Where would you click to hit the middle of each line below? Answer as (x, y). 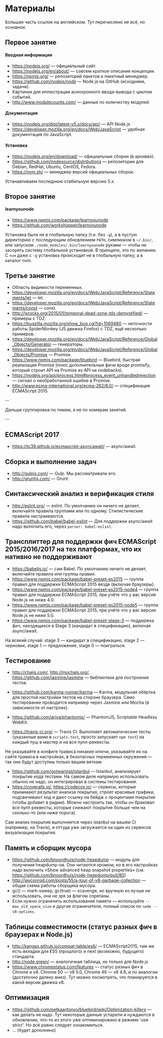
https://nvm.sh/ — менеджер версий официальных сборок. (73, 172)
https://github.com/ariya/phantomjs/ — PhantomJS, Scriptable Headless (84, 717)
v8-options (23, 912)
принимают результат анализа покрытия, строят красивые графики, (83, 792)
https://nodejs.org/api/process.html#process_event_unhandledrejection (84, 375)
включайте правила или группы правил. (54, 574)
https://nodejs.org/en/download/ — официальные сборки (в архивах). (83, 156)
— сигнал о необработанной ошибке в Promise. (61, 381)
